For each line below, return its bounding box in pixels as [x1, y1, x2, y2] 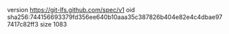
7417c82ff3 [7, 20, 39, 28]
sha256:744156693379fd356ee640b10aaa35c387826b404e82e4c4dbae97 [7, 13, 223, 21]
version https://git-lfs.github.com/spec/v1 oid [7, 6, 135, 14]
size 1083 [40, 20, 67, 28]
